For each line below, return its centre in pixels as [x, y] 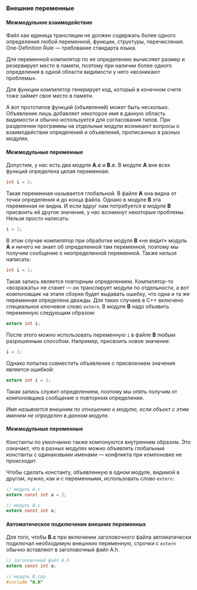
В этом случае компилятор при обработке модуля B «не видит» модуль [96, 240]
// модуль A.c [24, 489]
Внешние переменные [40, 8]
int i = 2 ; [19, 182]
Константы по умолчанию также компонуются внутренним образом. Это [98, 442]
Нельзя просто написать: [38, 219]
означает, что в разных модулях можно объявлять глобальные [85, 448]
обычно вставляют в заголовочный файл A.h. [63, 550]
